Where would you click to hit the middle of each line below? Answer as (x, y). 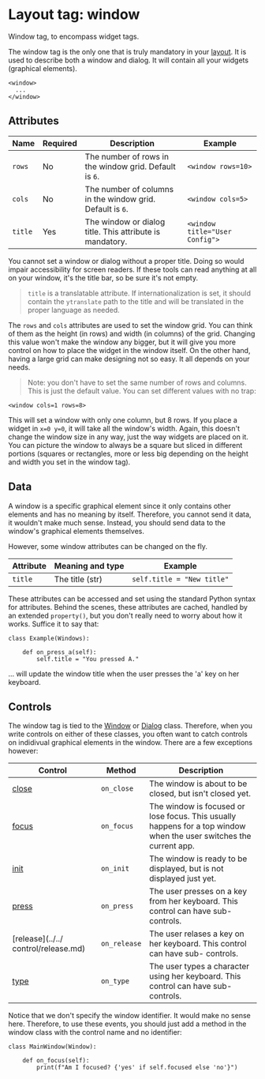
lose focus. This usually (193, 817)
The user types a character (200, 967)
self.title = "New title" (180, 579)
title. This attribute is (122, 231)
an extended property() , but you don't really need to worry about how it (125, 615)
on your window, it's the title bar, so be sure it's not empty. (103, 277)
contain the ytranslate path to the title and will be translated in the (136, 301)
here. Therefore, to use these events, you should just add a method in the (127, 1024)
